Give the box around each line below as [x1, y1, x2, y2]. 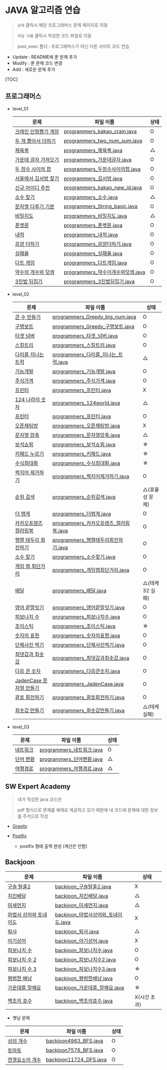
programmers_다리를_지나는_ [52, 351, 119, 358]
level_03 [12, 724, 30, 730]
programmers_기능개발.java [52, 368, 116, 375]
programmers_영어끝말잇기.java [52, 604, 125, 611]
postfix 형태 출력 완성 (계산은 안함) [19, 843, 87, 849]
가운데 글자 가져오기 [14, 156, 59, 163]
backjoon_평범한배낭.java [55, 975, 113, 982]
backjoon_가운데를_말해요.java [55, 985, 124, 992]
